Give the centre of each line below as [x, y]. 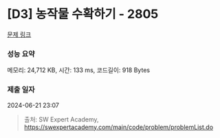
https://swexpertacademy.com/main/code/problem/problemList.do [119, 127]
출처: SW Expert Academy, [61, 119]
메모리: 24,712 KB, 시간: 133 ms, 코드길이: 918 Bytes [78, 70]
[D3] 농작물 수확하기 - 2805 [83, 14]
